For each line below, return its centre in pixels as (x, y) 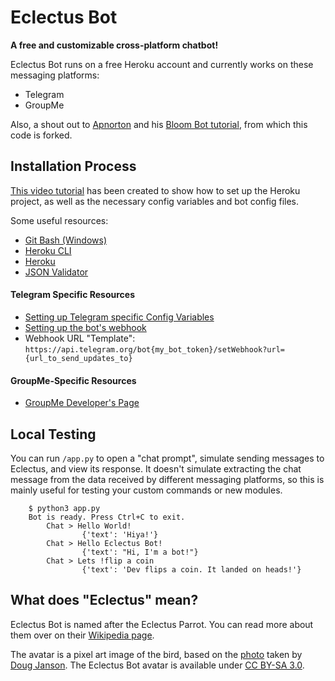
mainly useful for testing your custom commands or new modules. (146, 490)
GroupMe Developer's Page (82, 403)
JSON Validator (56, 272)
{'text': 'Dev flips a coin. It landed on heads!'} (191, 569)
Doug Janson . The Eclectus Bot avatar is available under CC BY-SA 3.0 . (157, 665)
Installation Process (73, 166)
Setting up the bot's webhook (85, 327)
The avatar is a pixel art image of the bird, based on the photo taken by (156, 654)
